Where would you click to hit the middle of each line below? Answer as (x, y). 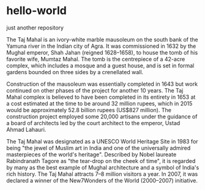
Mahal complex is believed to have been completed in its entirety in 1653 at (101, 97)
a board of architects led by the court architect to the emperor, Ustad (93, 123)
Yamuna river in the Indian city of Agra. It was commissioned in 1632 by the (101, 46)
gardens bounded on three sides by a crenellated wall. (75, 72)
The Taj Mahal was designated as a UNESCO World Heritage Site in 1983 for (102, 141)
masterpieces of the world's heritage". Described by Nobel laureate (91, 154)
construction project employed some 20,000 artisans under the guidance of (102, 116)
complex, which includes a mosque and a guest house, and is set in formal (100, 66)
